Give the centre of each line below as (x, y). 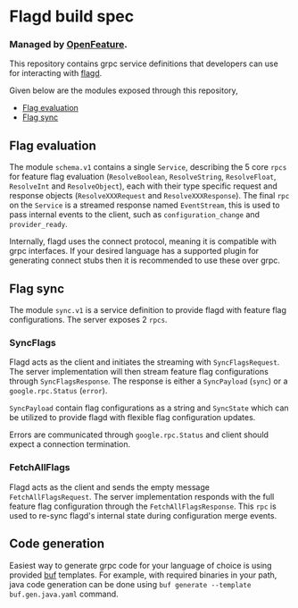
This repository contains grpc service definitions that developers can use (144, 63)
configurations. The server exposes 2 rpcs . (88, 320)
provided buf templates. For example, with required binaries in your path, (143, 575)
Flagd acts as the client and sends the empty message (109, 487)
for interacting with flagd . (56, 73)
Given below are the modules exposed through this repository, (124, 90)
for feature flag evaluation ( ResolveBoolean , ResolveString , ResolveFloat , (143, 177)
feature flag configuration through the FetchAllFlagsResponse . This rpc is (143, 506)
